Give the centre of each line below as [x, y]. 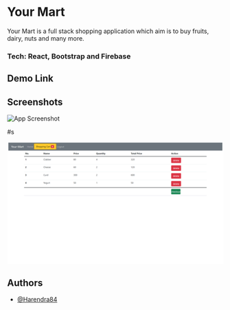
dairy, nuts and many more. [46, 38]
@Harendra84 [37, 300]
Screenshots [35, 102]
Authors [25, 283]
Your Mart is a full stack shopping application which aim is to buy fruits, [108, 31]
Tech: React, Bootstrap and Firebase [69, 56]
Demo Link [30, 79]
